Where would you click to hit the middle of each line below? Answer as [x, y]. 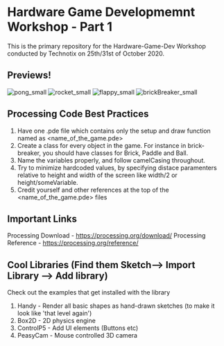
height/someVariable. [48, 182]
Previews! [29, 75]
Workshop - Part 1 [60, 27]
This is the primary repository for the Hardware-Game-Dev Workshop [107, 46]
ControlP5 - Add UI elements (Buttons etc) [78, 328]
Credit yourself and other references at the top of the [93, 190]
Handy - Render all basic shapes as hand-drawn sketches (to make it [116, 306]
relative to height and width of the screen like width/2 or [97, 175]
